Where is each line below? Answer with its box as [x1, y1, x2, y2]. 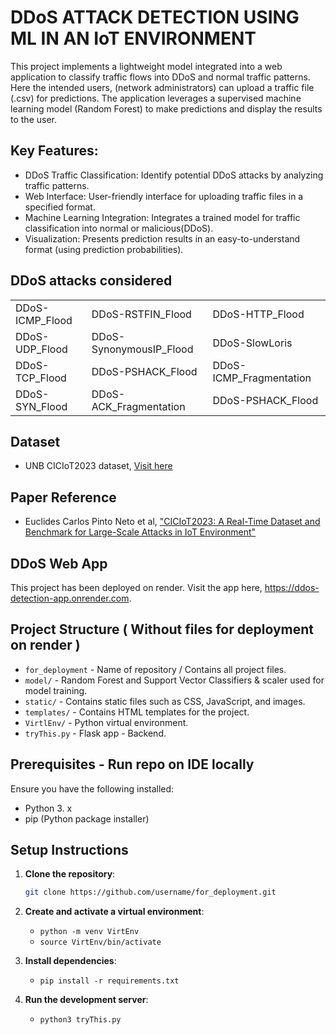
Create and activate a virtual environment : [24, 906, 205, 918]
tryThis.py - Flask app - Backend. [24, 727, 167, 739]
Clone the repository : [24, 868, 116, 880]
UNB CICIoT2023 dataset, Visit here [24, 460, 173, 472]
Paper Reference [10, 489, 117, 506]
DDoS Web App [10, 555, 108, 572]
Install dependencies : [24, 955, 117, 967]
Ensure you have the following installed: [10, 782, 175, 795]
